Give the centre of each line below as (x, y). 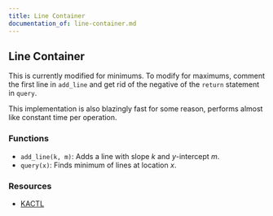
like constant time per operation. (63, 118)
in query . (23, 93)
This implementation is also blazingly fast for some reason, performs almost (136, 109)
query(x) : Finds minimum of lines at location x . (98, 165)
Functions (29, 139)
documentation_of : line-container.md (73, 24)
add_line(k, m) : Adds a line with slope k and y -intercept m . (120, 156)
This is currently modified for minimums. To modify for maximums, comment (137, 76)
